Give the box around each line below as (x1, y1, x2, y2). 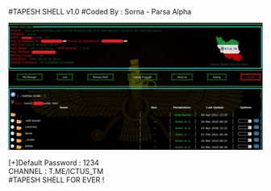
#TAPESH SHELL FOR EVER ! (8, 175, 105, 185)
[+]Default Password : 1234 (8, 158, 99, 168)
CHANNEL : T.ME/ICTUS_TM (8, 167, 104, 176)
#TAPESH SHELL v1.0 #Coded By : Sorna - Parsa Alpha (8, 7, 192, 16)
